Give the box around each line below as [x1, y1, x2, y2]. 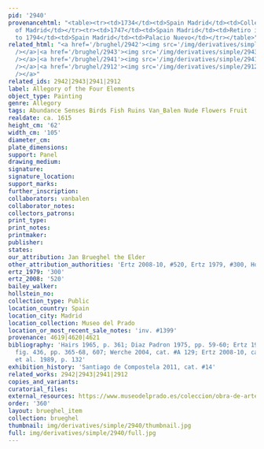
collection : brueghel [8, 414, 79, 422]
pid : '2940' [8, 11, 47, 20]
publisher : [8, 239, 44, 247]
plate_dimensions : [8, 143, 68, 151]
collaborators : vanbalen [8, 195, 90, 202]
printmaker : [8, 232, 47, 239]
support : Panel [8, 150, 58, 158]
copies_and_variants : [8, 377, 79, 386]
